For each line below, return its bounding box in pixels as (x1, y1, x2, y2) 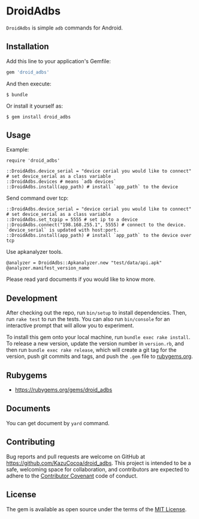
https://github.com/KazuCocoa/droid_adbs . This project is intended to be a (6, 459, 191, 467)
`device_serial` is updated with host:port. (6, 227, 119, 233)
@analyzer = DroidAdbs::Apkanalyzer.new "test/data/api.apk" (6, 260, 162, 266)
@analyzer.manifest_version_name (6, 265, 90, 271)
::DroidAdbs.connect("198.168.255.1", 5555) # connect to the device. (6, 222, 186, 228)
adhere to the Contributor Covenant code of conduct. (6, 472, 138, 479)
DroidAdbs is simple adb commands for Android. (6, 24, 123, 31)
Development (6, 293, 58, 303)
